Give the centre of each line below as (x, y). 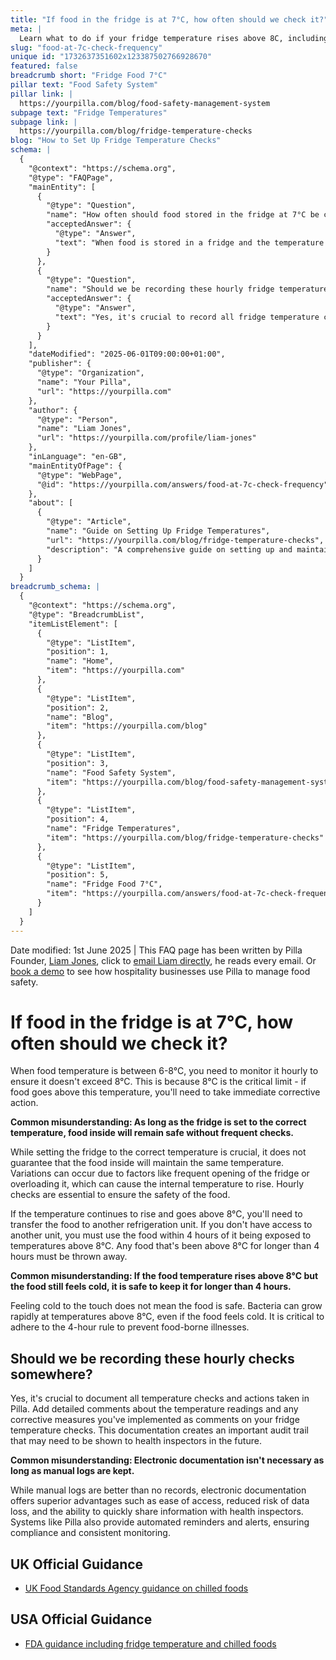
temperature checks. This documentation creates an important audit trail (159, 1430)
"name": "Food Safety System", (111, 772)
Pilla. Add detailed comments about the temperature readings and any (154, 1409)
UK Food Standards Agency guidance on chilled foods (136, 1588)
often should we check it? (119, 1043)
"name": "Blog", (80, 717)
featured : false (44, 66)
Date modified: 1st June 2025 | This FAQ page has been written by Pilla (156, 950)
